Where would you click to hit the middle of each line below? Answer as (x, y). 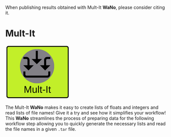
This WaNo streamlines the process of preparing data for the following (80, 118)
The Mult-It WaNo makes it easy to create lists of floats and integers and (82, 107)
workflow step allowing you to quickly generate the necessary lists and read (85, 123)
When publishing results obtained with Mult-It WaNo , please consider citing (85, 7)
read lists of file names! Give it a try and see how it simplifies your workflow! (86, 112)
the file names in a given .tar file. (41, 129)
